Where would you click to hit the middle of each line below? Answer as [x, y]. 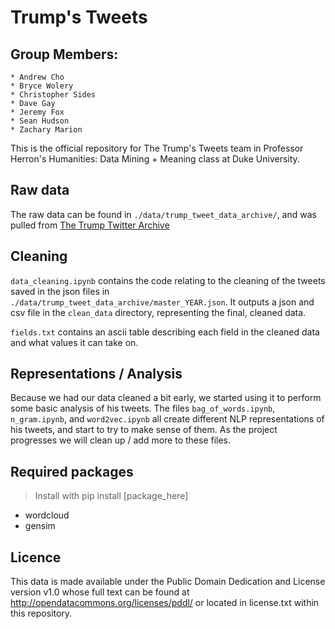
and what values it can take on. [74, 342]
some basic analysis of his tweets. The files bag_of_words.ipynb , [143, 408]
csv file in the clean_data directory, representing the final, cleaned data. [158, 312]
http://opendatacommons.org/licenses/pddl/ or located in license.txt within [165, 603]
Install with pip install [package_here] [111, 496]
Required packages [72, 471]
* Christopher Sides [53, 95]
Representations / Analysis [96, 374]
